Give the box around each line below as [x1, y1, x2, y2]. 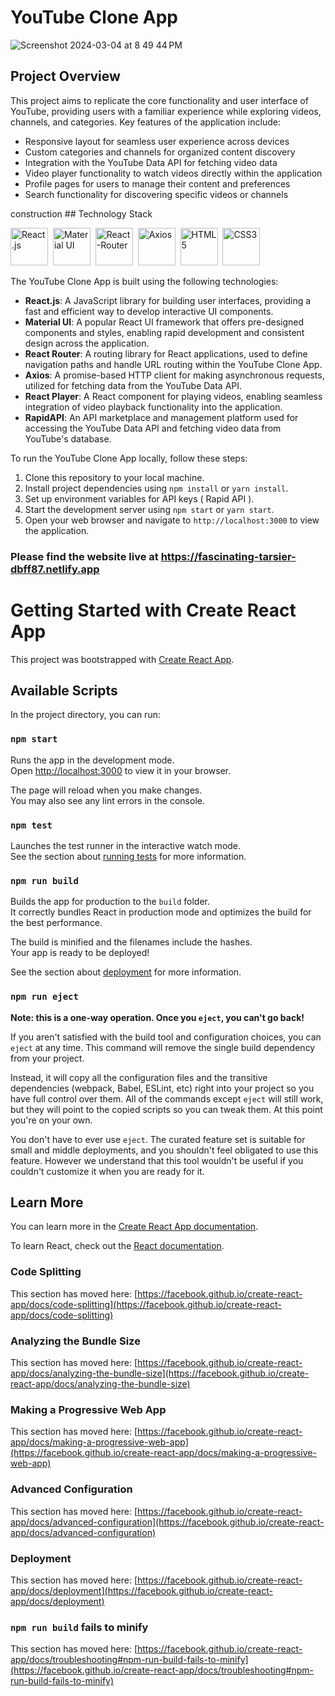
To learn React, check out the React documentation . [10, 1240, 225, 1252]
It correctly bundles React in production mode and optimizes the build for [10, 906, 312, 918]
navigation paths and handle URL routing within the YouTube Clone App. [24, 358, 323, 370]
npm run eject [10, 991, 79, 1003]
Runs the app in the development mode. [10, 754, 175, 766]
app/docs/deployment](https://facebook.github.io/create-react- [10, 1584, 273, 1596]
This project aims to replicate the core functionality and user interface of [10, 94, 309, 106]
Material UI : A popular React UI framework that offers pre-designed [24, 316, 305, 328]
